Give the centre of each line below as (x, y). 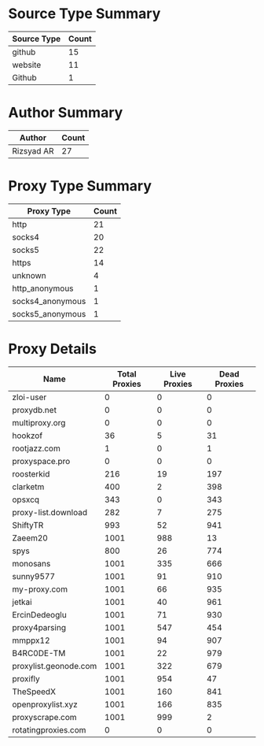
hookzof (27, 436)
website (27, 65)
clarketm (28, 487)
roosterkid (31, 473)
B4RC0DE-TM (39, 653)
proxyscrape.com (44, 717)
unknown (29, 275)
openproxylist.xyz (45, 704)
